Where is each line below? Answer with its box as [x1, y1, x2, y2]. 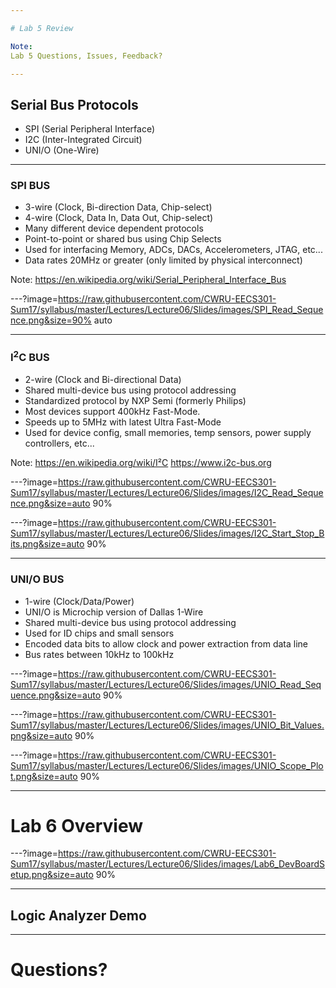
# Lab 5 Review [10, 23, 74, 33]
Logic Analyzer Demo [10, 907, 147, 924]
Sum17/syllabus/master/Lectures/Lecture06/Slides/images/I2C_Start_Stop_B [10, 527, 325, 540]
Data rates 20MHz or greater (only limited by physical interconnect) [24, 254, 303, 266]
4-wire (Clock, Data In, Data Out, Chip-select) [24, 212, 214, 224]
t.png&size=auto [10, 770, 78, 782]
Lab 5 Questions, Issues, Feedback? [10, 51, 163, 61]
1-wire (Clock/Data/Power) [24, 595, 135, 607]
